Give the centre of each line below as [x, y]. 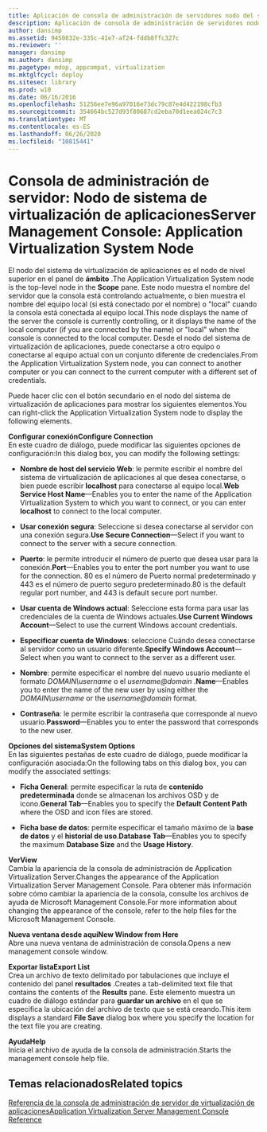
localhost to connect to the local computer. [91, 511]
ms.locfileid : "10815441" [51, 141]
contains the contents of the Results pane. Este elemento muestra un [122, 993]
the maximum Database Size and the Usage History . [106, 845]
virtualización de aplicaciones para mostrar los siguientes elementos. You [128, 404]
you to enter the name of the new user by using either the [114, 690]
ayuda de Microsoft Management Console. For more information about [122, 902]
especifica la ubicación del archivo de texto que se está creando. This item [130, 1009]
